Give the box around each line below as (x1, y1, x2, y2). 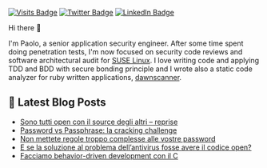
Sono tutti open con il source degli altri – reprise (19, 117, 178, 126)
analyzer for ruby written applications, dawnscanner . (8, 73, 182, 82)
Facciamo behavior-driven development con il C (19, 150, 178, 160)
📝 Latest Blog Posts (8, 96, 106, 110)
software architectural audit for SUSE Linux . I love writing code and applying (8, 56, 260, 65)
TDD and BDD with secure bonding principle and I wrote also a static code (8, 64, 253, 74)
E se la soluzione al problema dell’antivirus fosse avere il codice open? (19, 142, 252, 152)
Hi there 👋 (8, 23, 42, 32)
